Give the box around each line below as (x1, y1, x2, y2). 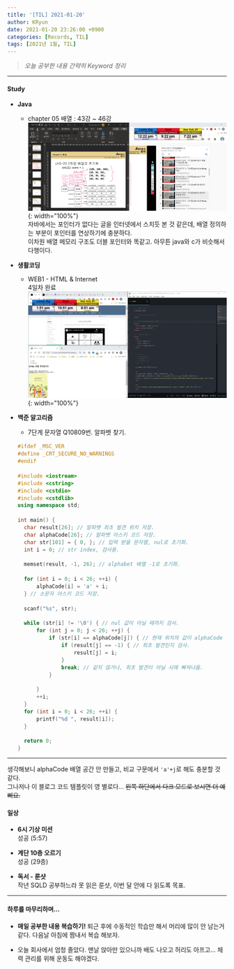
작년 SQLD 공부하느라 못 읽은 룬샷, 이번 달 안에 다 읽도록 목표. (17, 881, 186, 889)
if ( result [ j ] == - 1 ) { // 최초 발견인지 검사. (61, 642, 190, 649)
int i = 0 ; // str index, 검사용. (24, 546, 120, 553)
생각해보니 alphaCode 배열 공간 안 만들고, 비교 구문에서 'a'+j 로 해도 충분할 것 (7, 765, 221, 774)
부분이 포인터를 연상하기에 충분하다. (35, 229, 132, 237)
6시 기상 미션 (17, 825, 53, 834)
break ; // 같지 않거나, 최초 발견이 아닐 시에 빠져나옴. (61, 664, 203, 671)
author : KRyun (7, 18, 49, 26)
